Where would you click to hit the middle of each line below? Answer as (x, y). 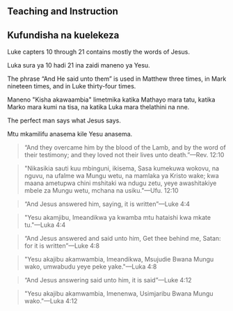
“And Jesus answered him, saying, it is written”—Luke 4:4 (107, 204)
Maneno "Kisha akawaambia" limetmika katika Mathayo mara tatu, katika (111, 99)
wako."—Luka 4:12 (51, 301)
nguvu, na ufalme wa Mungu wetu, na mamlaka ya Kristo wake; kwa (121, 176)
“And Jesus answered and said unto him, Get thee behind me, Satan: (122, 239)
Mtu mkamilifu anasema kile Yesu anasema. (70, 134)
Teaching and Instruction (63, 11)
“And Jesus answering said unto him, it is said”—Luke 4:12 (108, 280)
